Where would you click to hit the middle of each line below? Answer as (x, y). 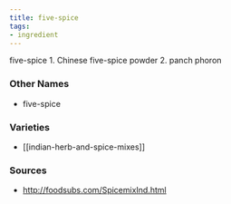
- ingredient (34, 34)
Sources (28, 170)
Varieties (29, 127)
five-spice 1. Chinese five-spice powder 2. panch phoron (115, 61)
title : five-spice (44, 18)
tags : (19, 26)
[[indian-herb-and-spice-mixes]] (83, 147)
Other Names (39, 84)
